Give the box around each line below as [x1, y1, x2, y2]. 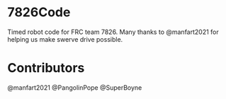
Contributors [7, 60, 85, 76]
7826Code [7, 4, 71, 21]
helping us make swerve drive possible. [7, 35, 123, 43]
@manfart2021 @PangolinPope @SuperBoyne [7, 83, 142, 92]
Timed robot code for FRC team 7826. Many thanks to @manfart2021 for [7, 28, 220, 36]
